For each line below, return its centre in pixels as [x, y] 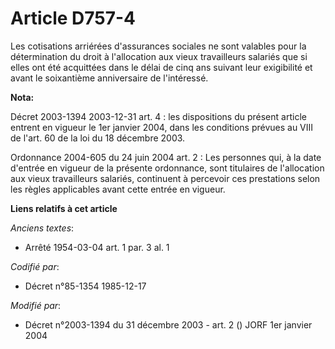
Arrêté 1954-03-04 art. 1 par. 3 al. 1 [97, 247]
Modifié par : [36, 305]
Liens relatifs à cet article [64, 208]
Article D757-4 [73, 18]
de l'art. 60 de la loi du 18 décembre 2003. [98, 138]
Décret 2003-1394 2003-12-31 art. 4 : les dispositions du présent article [158, 116]
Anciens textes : [42, 228]
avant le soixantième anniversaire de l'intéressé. [109, 78]
